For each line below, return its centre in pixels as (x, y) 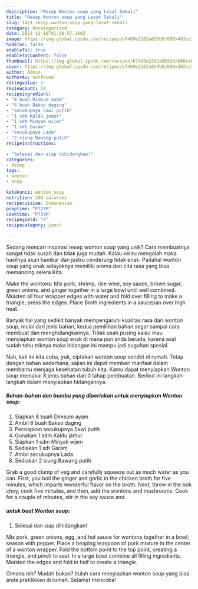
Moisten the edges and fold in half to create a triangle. (72, 562)
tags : (13, 171)
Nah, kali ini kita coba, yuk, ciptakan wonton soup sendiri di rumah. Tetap (95, 357)
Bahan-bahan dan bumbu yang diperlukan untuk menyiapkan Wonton (94, 395)
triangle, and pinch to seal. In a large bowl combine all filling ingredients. (94, 555)
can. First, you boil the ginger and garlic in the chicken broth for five (88, 478)
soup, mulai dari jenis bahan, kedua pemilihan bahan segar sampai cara (93, 326)
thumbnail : (19, 61)
